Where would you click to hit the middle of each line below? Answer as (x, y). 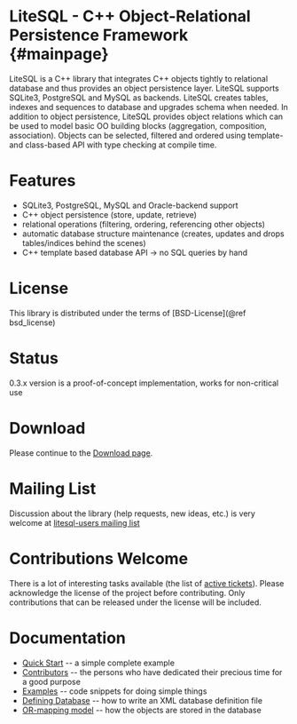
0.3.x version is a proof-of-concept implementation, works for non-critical (144, 383)
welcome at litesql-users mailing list (74, 522)
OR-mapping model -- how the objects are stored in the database (141, 710)
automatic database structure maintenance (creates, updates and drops (153, 234)
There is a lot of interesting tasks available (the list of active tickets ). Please (147, 583)
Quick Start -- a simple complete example (98, 663)
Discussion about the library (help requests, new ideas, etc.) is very (132, 513)
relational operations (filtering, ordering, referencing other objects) (144, 224)
